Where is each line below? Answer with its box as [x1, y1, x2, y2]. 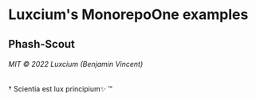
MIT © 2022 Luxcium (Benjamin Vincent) [8, 60, 144, 69]
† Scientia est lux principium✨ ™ [8, 84, 113, 93]
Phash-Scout [8, 37, 76, 51]
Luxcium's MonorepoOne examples [8, 6, 249, 24]
